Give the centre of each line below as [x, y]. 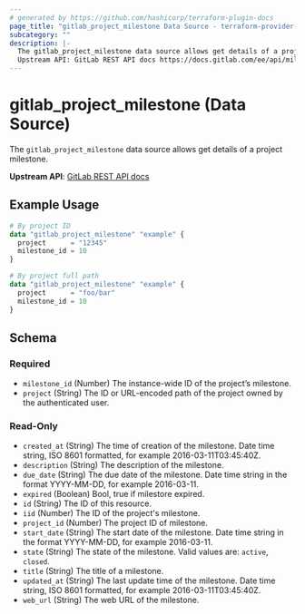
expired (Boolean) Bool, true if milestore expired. [113, 494]
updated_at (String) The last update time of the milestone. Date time [149, 580]
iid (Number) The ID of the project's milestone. [111, 513]
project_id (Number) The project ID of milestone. [115, 523]
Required [30, 364]
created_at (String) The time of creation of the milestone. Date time [148, 446]
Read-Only [34, 426]
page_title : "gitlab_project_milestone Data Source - [113, 26]
